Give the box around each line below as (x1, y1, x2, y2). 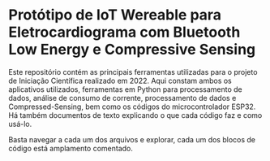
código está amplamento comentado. (8, 143, 134, 153)
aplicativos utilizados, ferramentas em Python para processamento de (8, 84, 243, 94)
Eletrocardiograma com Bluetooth (8, 23, 241, 41)
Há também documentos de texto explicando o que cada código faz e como (8, 110, 263, 120)
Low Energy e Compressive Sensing (8, 41, 256, 59)
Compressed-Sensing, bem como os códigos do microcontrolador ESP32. (8, 102, 256, 111)
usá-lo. (8, 119, 32, 128)
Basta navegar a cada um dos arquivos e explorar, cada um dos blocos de (8, 134, 255, 144)
